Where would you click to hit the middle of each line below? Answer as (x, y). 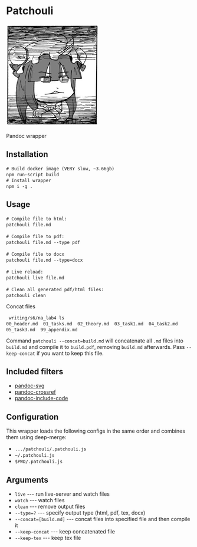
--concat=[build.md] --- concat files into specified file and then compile (102, 519)
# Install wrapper (29, 180)
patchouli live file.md (35, 278)
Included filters (35, 372)
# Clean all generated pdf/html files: (55, 289)
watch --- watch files (40, 500)
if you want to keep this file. (70, 353)
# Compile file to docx (35, 254)
